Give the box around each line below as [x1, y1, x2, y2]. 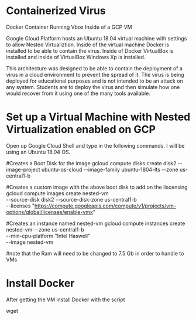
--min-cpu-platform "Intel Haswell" [6, 232, 91, 239]
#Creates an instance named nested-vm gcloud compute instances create [6, 220, 185, 227]
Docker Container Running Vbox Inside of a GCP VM [6, 23, 133, 30]
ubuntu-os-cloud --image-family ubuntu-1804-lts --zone [41, 166, 178, 173]
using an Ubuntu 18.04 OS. [6, 148, 71, 155]
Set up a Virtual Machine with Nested [6, 110, 191, 124]
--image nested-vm [6, 239, 54, 246]
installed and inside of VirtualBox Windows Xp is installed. [6, 53, 146, 60]
